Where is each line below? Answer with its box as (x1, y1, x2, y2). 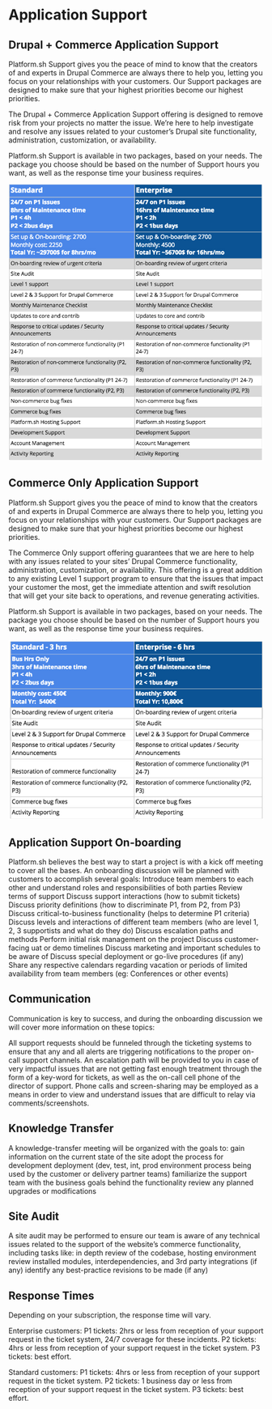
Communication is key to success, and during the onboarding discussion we (8, 1013, 263, 1023)
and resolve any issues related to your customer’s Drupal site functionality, (8, 127, 257, 136)
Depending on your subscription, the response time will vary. (8, 1310, 212, 1320)
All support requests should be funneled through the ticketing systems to (8, 1038, 253, 1047)
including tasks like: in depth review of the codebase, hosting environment (8, 1248, 257, 1258)
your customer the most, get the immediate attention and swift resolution (8, 582, 252, 592)
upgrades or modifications (8, 1186, 97, 1195)
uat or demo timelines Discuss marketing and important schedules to (31, 943, 261, 953)
